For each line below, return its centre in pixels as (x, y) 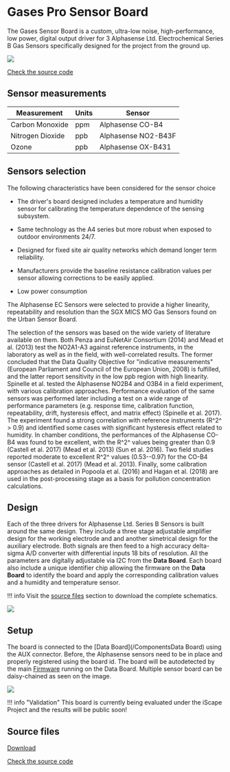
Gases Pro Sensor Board (78, 12)
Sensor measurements (57, 94)
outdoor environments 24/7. (56, 236)
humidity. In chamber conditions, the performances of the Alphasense (106, 435)
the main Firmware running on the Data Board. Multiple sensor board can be (115, 669)
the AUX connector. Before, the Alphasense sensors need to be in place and (115, 654)
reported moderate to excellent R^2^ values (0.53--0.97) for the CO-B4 (107, 457)
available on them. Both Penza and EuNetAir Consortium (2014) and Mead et (115, 340)
